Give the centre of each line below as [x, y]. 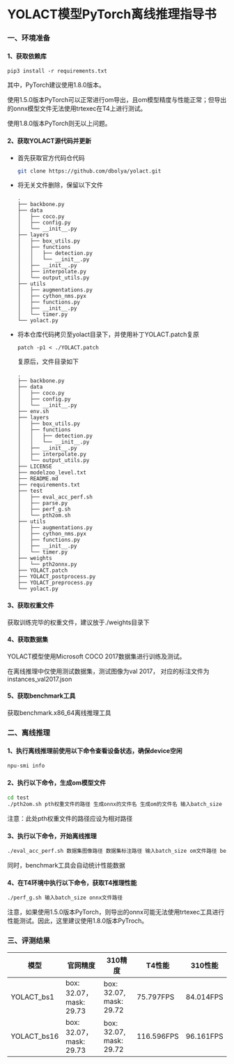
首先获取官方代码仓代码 [51, 157]
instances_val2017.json [40, 679]
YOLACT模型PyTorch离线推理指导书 [112, 14]
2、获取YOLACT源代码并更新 [49, 141]
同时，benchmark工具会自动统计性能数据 [66, 865]
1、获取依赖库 [27, 56]
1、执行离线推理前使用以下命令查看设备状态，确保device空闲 [95, 750]
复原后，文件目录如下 [48, 361]
